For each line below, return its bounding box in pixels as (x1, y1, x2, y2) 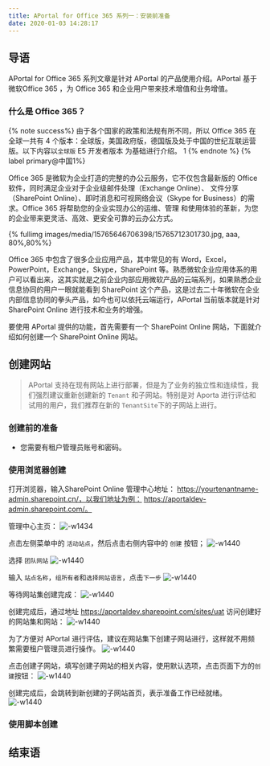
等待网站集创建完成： (8, 590, 79, 600)
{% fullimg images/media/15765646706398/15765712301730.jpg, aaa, (8, 229, 240, 239)
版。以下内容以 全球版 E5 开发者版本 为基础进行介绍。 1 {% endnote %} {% (8, 145, 252, 155)
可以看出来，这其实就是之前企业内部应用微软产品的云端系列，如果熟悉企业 (14, 274, 262, 284)
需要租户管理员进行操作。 (14, 644, 100, 653)
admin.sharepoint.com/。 (8, 504, 92, 514)
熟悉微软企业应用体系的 (172, 264, 251, 274)
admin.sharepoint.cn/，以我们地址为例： (8, 494, 142, 504)
